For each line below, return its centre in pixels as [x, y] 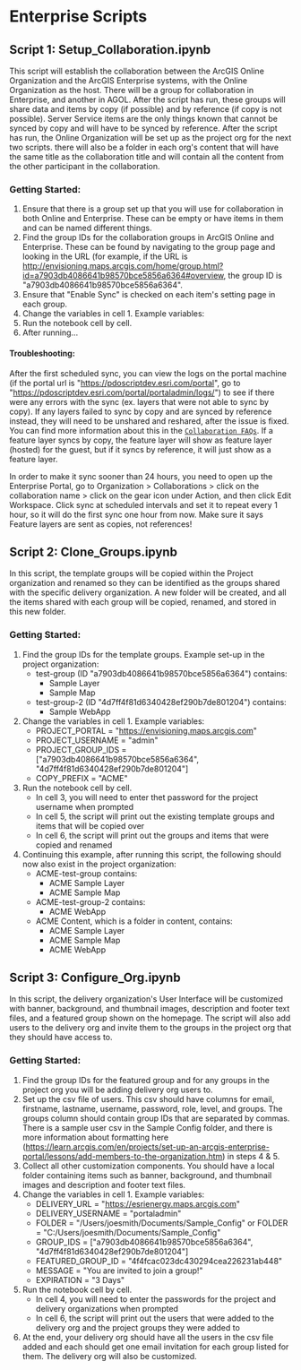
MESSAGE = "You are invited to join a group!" [119, 1271]
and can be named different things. [87, 228]
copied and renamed [74, 845]
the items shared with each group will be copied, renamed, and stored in [143, 602]
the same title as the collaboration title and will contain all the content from [146, 157]
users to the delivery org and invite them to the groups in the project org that [150, 1028]
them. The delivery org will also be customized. [109, 1356]
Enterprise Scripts [78, 17]
